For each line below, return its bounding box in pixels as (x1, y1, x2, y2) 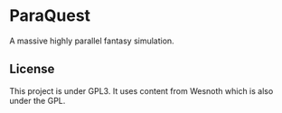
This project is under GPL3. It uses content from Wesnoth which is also (9, 85, 274, 96)
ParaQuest (9, 5, 91, 26)
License (9, 61, 55, 77)
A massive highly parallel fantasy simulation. (9, 35, 174, 46)
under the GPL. (9, 95, 66, 106)
